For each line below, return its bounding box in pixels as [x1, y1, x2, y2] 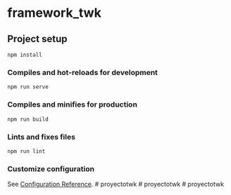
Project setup [7, 33, 68, 45]
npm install [7, 51, 42, 58]
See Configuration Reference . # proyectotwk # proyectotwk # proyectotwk [7, 180, 224, 189]
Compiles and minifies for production [7, 100, 137, 109]
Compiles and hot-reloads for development [7, 67, 158, 77]
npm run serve [7, 83, 49, 90]
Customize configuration [7, 163, 95, 173]
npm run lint [7, 147, 46, 155]
